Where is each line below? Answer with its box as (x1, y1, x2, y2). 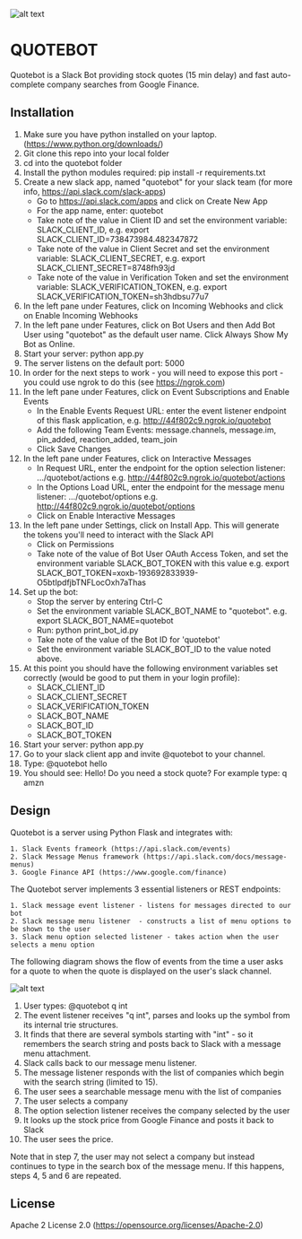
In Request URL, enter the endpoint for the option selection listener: (36, 462, 286, 473)
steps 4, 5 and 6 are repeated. (10, 1170, 122, 1181)
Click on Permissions (36, 538, 115, 549)
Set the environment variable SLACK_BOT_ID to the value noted (36, 643, 272, 654)
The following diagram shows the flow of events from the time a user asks (10, 955, 284, 966)
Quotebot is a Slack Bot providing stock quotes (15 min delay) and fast (10, 69, 270, 80)
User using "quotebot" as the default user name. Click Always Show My (22, 328, 289, 340)
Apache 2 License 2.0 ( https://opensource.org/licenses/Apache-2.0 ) (10, 1220, 263, 1231)
